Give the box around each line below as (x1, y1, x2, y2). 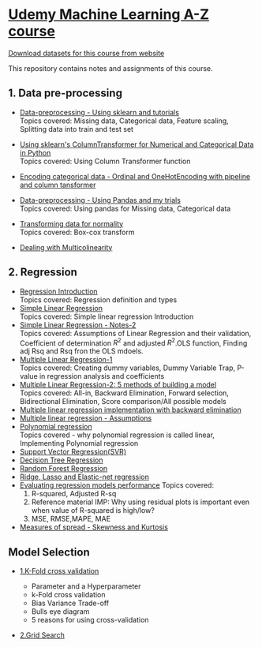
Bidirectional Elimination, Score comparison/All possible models (19, 397, 226, 406)
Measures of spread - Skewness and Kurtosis (19, 522, 168, 532)
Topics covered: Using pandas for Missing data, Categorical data (19, 204, 231, 213)
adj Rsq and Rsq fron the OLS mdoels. (19, 346, 144, 356)
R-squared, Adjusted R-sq (31, 489, 117, 499)
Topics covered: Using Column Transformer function (19, 156, 191, 166)
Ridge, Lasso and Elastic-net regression (19, 472, 150, 482)
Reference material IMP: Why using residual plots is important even (31, 497, 250, 507)
